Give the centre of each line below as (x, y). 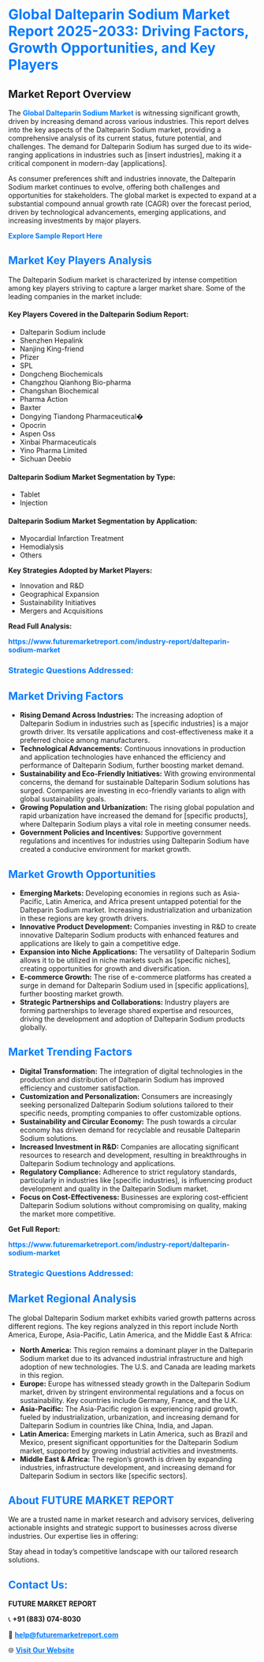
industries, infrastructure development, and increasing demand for (128, 1467)
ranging (21, 155)
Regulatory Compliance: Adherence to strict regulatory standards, (128, 1172)
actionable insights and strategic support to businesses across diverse (123, 1528)
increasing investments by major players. (75, 220)
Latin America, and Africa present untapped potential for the (144, 901)
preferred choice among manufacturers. (85, 741)
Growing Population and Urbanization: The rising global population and (137, 808)
